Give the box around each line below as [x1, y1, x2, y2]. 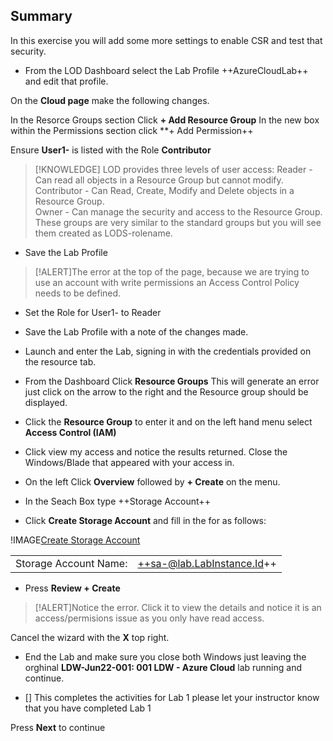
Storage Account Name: [15, 556, 128, 570]
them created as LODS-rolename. [34, 227, 173, 239]
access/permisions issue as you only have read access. [34, 612, 265, 624]
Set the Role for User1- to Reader [24, 306, 162, 318]
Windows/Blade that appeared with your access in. [24, 456, 235, 468]
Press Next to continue [10, 721, 106, 733]
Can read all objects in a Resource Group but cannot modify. [34, 174, 284, 186]
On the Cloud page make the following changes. [10, 94, 210, 106]
